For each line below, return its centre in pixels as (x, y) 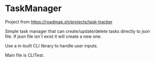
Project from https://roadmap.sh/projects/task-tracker (59, 22)
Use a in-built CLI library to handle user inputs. (52, 46)
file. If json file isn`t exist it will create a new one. (53, 36)
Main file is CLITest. (25, 55)
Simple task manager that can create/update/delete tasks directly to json (77, 31)
